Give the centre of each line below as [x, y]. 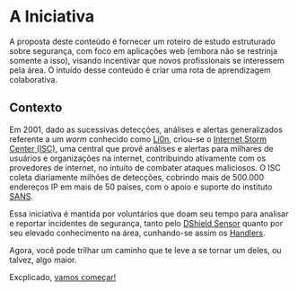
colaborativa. [34, 79]
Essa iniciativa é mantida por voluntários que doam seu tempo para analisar [149, 214]
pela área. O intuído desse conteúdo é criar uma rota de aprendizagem [140, 70]
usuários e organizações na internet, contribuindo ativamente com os [138, 158]
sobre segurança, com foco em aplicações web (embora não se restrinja [144, 50]
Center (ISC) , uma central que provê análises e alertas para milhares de [141, 148]
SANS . [22, 196]
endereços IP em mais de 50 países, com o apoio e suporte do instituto [141, 187]
